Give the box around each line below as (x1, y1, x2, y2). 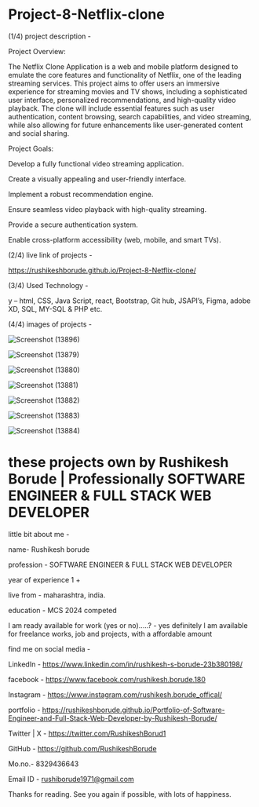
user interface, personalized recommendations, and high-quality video (8, 95, 236, 104)
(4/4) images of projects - (8, 320, 93, 329)
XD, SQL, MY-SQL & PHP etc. (8, 304, 103, 313)
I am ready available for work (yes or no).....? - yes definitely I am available (8, 620, 249, 630)
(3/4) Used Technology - (8, 280, 89, 290)
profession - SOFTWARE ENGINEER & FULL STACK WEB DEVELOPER (8, 560, 233, 569)
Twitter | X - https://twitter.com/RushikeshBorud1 (8, 728, 166, 738)
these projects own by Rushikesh (8, 454, 229, 472)
